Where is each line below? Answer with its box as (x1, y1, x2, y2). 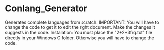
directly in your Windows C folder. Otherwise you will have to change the (5, 35, 154, 41)
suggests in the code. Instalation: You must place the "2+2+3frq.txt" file (5, 29, 153, 35)
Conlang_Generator (5, 3, 88, 14)
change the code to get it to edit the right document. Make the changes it (5, 24, 155, 30)
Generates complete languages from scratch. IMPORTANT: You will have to (5, 19, 159, 25)
